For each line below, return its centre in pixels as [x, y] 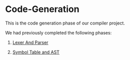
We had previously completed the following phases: [58, 32]
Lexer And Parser [30, 42]
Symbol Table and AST [36, 52]
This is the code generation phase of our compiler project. [65, 23]
